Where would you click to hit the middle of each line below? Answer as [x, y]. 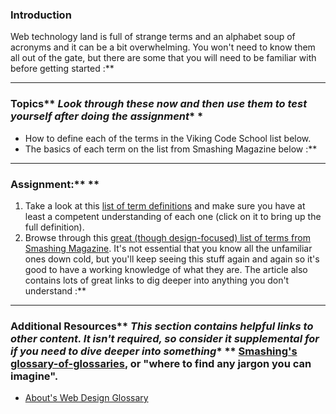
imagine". [34, 376]
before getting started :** [62, 69]
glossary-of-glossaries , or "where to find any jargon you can [161, 363]
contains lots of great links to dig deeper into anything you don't [157, 280]
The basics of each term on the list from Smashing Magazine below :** [171, 149]
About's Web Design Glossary [86, 398]
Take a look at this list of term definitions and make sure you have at [165, 205]
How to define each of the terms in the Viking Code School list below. [168, 138]
